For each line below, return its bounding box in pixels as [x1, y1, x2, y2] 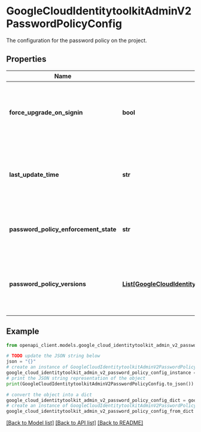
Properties [6, 54, 47, 64]
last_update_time [9, 170, 59, 179]
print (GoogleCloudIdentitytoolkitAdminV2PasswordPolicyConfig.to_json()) [6, 380, 194, 387]
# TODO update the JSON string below [6, 353, 100, 359]
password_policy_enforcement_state [9, 225, 117, 233]
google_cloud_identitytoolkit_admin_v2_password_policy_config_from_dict [6, 409, 194, 415]
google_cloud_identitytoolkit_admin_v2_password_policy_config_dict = [6, 397, 186, 403]
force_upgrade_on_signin [9, 108, 83, 116]
